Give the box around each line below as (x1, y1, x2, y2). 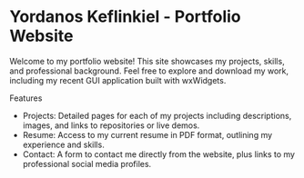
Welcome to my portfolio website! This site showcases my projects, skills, (9, 55, 285, 66)
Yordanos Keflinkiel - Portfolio (9, 6, 241, 27)
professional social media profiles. (22, 158, 152, 169)
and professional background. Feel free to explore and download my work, (9, 65, 289, 76)
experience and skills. (22, 139, 105, 150)
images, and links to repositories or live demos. (22, 120, 200, 131)
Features (9, 93, 43, 104)
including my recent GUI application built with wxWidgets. (9, 74, 227, 85)
